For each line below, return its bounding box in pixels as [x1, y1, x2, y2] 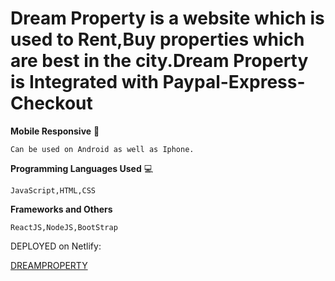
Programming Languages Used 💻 [10, 162, 154, 174]
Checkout [10, 92, 93, 115]
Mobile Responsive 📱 [10, 125, 100, 137]
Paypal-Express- [162, 71, 306, 94]
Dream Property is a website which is [10, 7, 325, 30]
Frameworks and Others [10, 203, 113, 215]
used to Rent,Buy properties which [10, 28, 305, 51]
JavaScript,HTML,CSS [10, 185, 97, 196]
